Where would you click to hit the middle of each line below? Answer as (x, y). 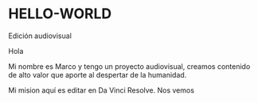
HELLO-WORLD (60, 14)
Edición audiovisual (40, 36)
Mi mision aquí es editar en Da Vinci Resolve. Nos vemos (102, 90)
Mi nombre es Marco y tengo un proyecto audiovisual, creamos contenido (129, 66)
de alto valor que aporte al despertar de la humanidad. (98, 74)
